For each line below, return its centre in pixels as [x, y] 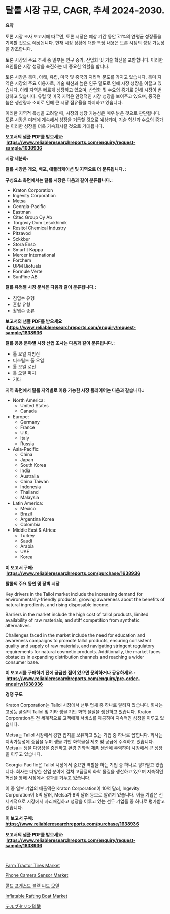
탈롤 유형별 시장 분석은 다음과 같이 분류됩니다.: [51, 287]
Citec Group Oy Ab [32, 217]
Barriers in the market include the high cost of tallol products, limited [77, 614]
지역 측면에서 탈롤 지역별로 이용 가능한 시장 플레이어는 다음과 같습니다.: [75, 390]
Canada [28, 411]
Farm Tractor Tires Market [32, 865]
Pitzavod [22, 233]
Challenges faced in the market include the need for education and [75, 635]
